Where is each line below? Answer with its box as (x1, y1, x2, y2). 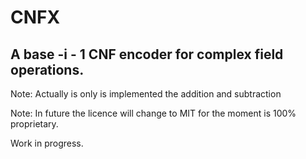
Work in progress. (10, 137, 84, 149)
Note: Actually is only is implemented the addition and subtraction (10, 88, 282, 100)
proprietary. (10, 118, 59, 130)
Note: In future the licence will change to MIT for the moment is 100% (10, 107, 297, 119)
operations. (10, 61, 85, 78)
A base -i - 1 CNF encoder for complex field (10, 46, 284, 63)
